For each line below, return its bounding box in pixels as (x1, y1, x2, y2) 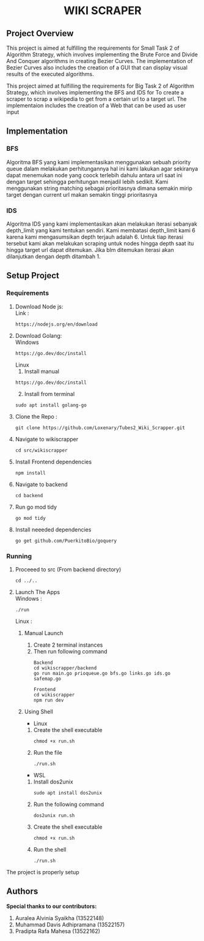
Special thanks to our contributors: (6, 902, 97, 910)
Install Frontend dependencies (15, 458, 92, 465)
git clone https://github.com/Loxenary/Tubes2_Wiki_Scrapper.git (15, 424, 185, 431)
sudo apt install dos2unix (33, 790, 103, 796)
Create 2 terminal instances (33, 641, 103, 649)
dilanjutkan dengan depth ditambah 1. (6, 253, 101, 260)
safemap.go (33, 676, 61, 682)
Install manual (24, 367, 60, 375)
